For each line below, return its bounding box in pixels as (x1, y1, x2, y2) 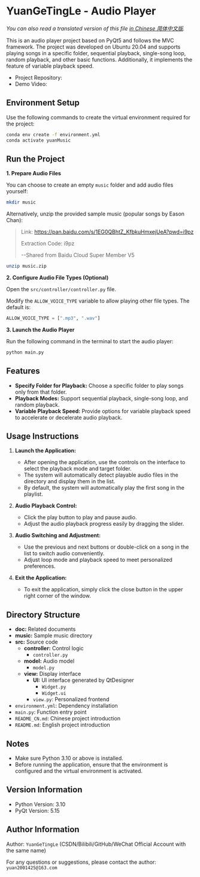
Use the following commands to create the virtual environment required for (6, 113, 190, 121)
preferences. (23, 562, 56, 570)
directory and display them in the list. (23, 478, 116, 485)
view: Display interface (23, 671, 81, 678)
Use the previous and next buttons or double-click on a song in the (23, 543, 189, 550)
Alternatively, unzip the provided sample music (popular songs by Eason (6, 210, 184, 217)
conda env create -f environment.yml (6, 131, 101, 137)
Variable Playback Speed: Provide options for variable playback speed (14, 407, 190, 415)
